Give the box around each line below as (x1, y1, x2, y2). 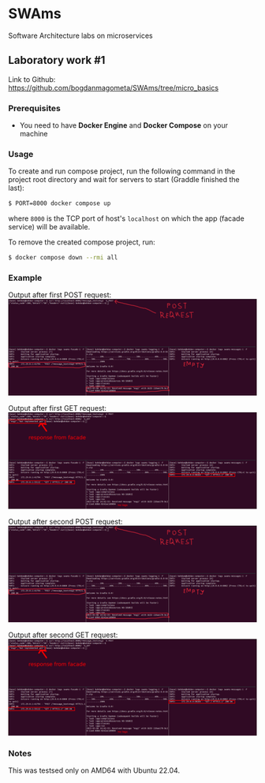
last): (8, 183, 25, 193)
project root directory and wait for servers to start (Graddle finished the (8, 175, 240, 185)
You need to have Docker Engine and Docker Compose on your (19, 121, 229, 130)
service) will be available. (8, 222, 91, 232)
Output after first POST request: (8, 290, 112, 300)
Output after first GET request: (8, 404, 107, 413)
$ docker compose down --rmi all (8, 254, 118, 262)
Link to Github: (8, 74, 56, 84)
